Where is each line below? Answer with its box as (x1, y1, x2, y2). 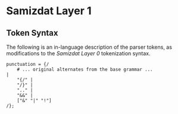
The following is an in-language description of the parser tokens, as (6, 43, 173, 50)
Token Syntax (6, 28, 58, 38)
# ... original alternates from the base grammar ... (17, 66, 153, 72)
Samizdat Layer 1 (6, 4, 92, 18)
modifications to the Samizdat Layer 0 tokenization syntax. (6, 50, 151, 57)
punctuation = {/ (6, 61, 49, 67)
